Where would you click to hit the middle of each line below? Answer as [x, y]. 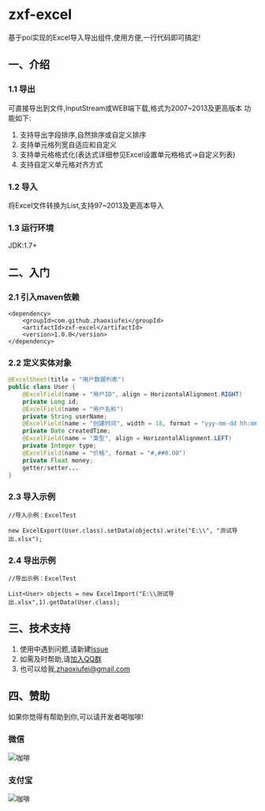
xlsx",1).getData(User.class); [69, 602]
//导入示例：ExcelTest [43, 515]
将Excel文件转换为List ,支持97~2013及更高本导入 [86, 205]
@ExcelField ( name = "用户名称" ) [73, 409]
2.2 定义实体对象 [40, 363]
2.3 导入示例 [32, 497]
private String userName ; [65, 417]
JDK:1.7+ [23, 246]
